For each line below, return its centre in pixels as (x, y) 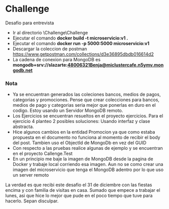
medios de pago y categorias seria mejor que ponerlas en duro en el (84, 105)
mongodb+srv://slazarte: (40, 65)
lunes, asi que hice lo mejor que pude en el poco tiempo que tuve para (79, 196)
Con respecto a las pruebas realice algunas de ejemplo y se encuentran (88, 148)
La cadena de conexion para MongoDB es (56, 59)
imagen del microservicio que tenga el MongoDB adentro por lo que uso (88, 170)
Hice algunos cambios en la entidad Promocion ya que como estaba (84, 132)
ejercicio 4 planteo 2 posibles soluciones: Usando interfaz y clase (81, 121)
